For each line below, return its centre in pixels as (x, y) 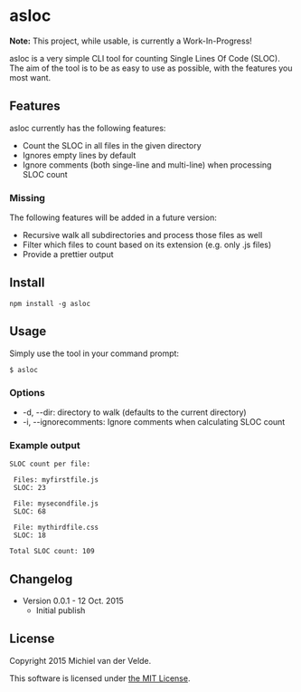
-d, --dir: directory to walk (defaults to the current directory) (134, 412)
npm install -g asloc (50, 303)
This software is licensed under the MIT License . (100, 678)
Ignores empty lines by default (79, 155)
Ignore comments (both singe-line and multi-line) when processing (147, 165)
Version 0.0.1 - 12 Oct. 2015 (73, 601)
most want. (30, 77)
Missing (27, 197)
